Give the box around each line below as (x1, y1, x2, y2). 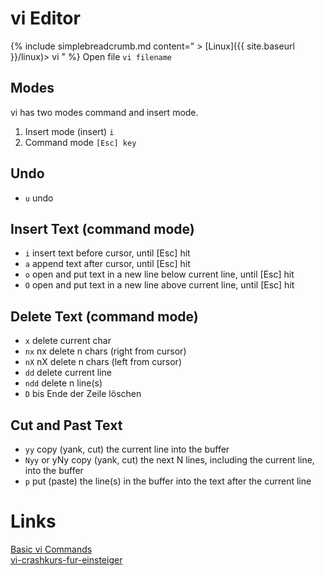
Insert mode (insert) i (24, 125, 115, 137)
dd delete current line (24, 367, 112, 379)
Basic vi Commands (10, 543, 93, 555)
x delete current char (24, 335, 112, 347)
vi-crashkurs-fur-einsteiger (10, 553, 123, 566)
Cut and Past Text (10, 417, 123, 434)
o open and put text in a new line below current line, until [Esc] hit (24, 268, 295, 281)
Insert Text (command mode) (10, 220, 195, 237)
